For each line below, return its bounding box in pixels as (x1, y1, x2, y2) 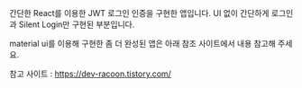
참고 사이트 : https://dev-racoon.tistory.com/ (9, 68, 171, 79)
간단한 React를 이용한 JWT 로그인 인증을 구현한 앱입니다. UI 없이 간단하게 (9, 8, 270, 18)
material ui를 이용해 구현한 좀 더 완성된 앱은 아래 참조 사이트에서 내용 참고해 (9, 39, 277, 48)
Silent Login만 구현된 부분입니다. (18, 19, 135, 30)
